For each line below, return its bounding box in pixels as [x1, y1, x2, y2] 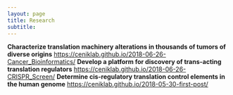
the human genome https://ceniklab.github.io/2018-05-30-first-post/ [7, 80, 209, 89]
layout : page [7, 10, 46, 18]
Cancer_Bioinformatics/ [7, 58, 76, 66]
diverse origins [7, 50, 53, 58]
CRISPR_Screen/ [7, 72, 55, 81]
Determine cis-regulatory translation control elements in [56, 72, 225, 81]
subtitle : [7, 23, 37, 30]
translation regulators [7, 65, 73, 74]
